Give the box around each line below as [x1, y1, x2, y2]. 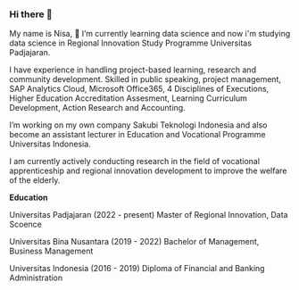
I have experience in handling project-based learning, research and [9, 64, 257, 75]
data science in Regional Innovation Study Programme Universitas [9, 37, 253, 48]
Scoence [9, 219, 42, 230]
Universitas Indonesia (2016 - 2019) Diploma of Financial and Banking [9, 263, 265, 274]
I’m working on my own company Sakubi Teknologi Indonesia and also [9, 120, 268, 130]
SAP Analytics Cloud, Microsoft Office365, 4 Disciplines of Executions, [9, 84, 270, 95]
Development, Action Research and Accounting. [9, 103, 186, 113]
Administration [9, 272, 63, 284]
